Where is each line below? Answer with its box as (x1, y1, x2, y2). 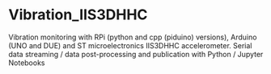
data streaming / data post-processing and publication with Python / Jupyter (8, 49, 264, 59)
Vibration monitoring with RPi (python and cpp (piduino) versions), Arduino (8, 32, 257, 42)
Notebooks (8, 58, 45, 68)
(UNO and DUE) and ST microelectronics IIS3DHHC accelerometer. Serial (8, 40, 252, 50)
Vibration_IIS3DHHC (8, 6, 148, 24)
